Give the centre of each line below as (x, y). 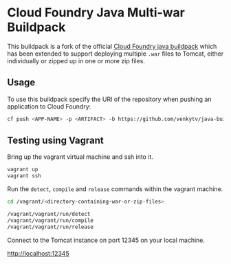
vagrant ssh (24, 176)
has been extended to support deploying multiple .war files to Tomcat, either (115, 54)
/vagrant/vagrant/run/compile (51, 220)
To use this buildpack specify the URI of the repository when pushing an (109, 99)
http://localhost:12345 (38, 253)
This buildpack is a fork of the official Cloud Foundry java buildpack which (112, 46)
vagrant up (23, 170)
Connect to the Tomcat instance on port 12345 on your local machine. (106, 240)
